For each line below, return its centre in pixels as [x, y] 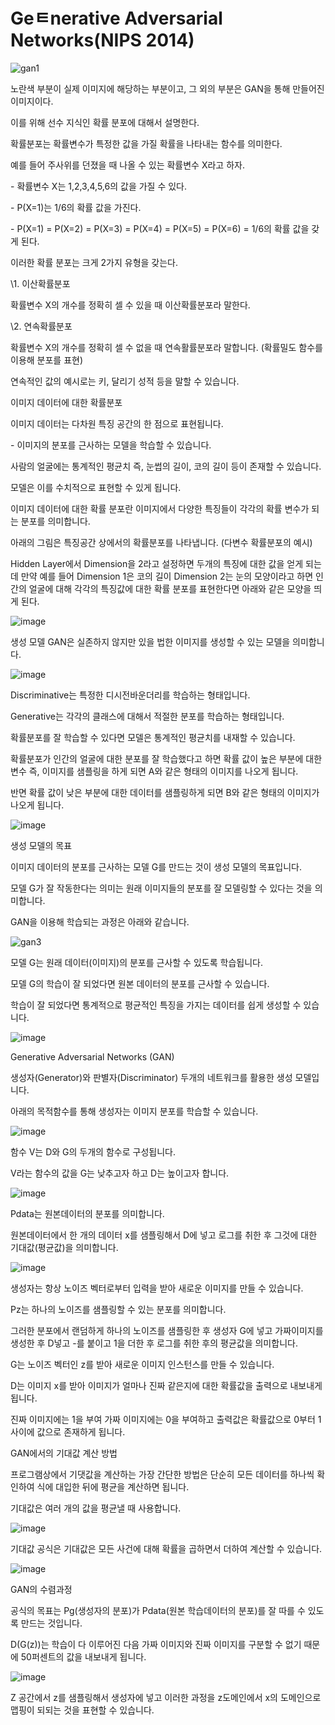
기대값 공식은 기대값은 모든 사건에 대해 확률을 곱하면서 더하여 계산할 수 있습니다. [166, 1548]
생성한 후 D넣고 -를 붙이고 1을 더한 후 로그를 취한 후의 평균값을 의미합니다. [154, 1343]
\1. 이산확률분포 [40, 283]
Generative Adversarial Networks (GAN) [92, 1056]
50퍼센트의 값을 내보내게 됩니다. [83, 1656]
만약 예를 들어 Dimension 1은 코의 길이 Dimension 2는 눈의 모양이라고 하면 [167, 576]
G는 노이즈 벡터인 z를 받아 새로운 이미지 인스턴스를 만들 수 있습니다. [142, 1364]
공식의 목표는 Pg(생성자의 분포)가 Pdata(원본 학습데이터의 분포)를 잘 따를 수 [158, 1610]
